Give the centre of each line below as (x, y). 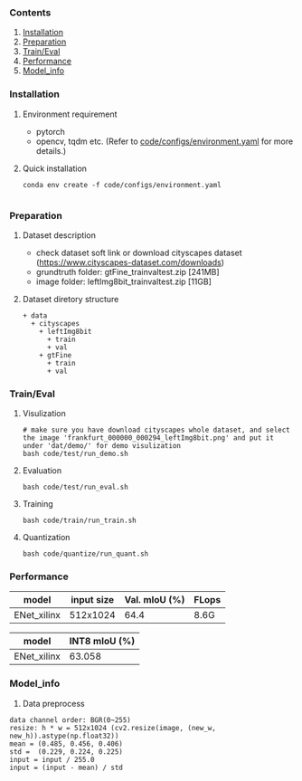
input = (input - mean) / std (66, 767)
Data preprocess (53, 703)
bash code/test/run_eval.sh (75, 487)
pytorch (51, 131)
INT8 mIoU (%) (102, 642)
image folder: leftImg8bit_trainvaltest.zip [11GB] (124, 281)
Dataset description (59, 235)
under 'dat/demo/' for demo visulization (101, 446)
